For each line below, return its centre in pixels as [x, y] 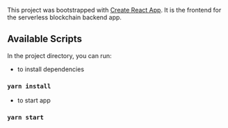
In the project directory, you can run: [59, 55]
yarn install [29, 86]
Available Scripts [44, 39]
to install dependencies [51, 69]
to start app [34, 100]
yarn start [25, 118]
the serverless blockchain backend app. [64, 17]
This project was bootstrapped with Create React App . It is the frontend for [114, 10]
